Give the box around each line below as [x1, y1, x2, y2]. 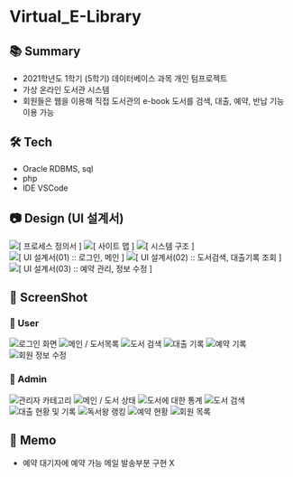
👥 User [9, 316, 40, 329]
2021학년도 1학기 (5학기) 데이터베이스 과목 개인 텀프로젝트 [22, 73, 228, 83]
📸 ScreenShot [9, 290, 88, 305]
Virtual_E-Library [9, 6, 142, 27]
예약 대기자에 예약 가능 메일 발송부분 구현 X [22, 458, 175, 469]
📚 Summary [9, 43, 81, 59]
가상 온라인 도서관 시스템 [22, 84, 110, 95]
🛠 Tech [9, 135, 52, 150]
